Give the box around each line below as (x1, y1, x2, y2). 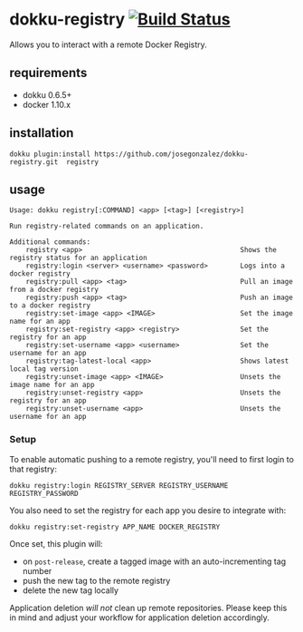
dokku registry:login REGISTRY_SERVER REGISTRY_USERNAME (9, 481, 229, 490)
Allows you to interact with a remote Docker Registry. (9, 39, 208, 50)
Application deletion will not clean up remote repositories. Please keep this (9, 602, 288, 613)
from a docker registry (9, 286, 99, 295)
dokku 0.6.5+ (22, 89, 72, 100)
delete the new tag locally (22, 585, 119, 596)
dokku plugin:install (9, 150, 91, 159)
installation (9, 125, 74, 141)
